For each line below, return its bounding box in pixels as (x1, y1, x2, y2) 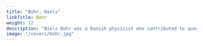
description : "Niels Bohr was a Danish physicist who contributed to (6, 25, 185, 32)
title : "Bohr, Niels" (6, 8, 61, 15)
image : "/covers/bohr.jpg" (6, 31, 74, 37)
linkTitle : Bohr (6, 14, 47, 20)
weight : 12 (6, 20, 34, 26)
